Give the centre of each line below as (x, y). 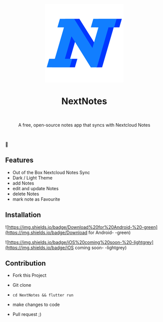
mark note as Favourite (36, 199)
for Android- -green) (110, 232)
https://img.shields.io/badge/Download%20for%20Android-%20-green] (83, 227)
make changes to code (36, 305)
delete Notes (26, 194)
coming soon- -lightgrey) (101, 248)
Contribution (26, 263)
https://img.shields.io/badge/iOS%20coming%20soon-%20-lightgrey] (81, 242)
